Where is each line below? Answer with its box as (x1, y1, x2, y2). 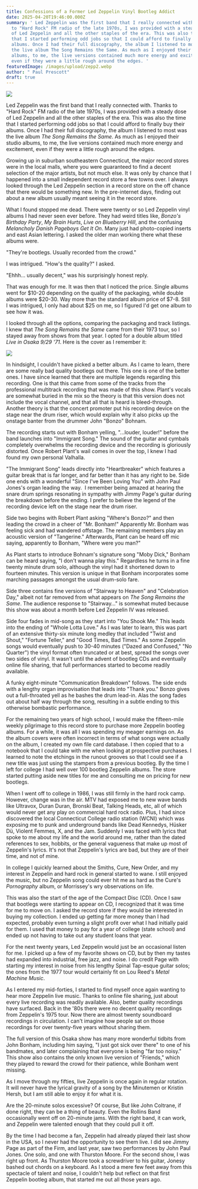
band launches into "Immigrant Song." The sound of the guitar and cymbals (6, 435, 190, 443)
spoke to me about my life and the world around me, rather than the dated (6, 834, 186, 841)
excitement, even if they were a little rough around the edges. (6, 146, 155, 153)
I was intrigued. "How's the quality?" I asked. (6, 260, 115, 267)
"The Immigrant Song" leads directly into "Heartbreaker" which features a (6, 466, 186, 473)
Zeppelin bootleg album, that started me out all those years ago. (6, 1176, 162, 1183)
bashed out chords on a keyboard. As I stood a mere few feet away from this (6, 1164, 192, 1171)
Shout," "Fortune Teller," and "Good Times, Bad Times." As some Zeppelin (6, 637, 186, 644)
